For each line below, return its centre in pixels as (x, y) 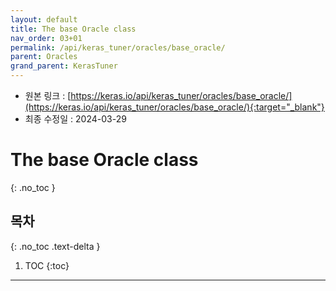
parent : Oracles (44, 57)
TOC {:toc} (47, 265)
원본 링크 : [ (48, 95)
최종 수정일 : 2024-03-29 (75, 119)
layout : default (44, 19)
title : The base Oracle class (73, 29)
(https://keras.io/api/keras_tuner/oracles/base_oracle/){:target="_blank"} (174, 107)
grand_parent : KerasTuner (64, 66)
